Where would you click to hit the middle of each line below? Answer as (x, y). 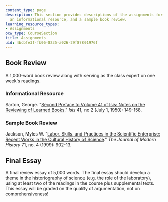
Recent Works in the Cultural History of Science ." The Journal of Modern (81, 140)
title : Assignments (26, 38)
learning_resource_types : (32, 24)
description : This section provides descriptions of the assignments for (84, 15)
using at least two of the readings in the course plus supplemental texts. (80, 183)
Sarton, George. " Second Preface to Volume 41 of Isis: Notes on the (75, 104)
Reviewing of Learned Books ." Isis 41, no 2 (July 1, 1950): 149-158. (74, 110)
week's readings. (23, 81)
